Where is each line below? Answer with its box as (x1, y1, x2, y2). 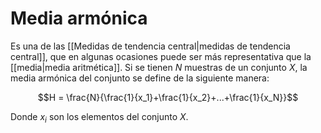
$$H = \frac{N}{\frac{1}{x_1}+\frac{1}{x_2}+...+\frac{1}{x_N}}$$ (37, 91, 299, 103)
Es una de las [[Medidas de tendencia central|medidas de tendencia (10, 40, 291, 52)
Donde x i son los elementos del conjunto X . (10, 110, 189, 125)
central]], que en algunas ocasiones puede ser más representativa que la (10, 50, 312, 62)
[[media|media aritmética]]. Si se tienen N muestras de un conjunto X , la (10, 61, 308, 73)
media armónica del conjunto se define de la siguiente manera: (10, 72, 270, 84)
